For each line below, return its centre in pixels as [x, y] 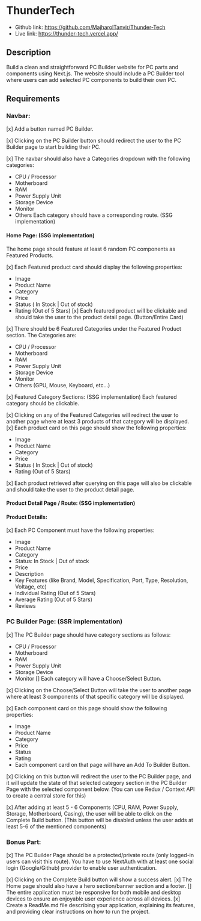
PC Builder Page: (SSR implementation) [64, 622]
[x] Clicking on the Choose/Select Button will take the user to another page [99, 690]
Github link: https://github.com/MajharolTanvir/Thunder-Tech [90, 27]
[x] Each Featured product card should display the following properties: [94, 267]
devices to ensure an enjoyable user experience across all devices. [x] [93, 899]
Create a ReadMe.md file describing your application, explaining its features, [101, 905]
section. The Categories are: [41, 335]
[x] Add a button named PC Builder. [50, 129]
